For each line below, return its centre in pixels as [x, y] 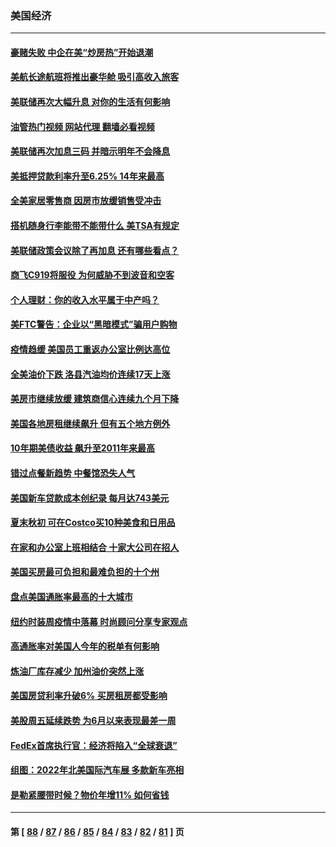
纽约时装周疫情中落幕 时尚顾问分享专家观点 [99, 621]
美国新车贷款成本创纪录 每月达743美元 [90, 498]
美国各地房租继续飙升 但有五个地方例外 [90, 423]
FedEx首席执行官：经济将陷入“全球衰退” [94, 745]
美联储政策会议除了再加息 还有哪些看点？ [95, 250]
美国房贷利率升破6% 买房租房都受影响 [89, 696]
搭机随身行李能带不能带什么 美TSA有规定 [95, 226]
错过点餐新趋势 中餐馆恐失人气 [73, 473]
